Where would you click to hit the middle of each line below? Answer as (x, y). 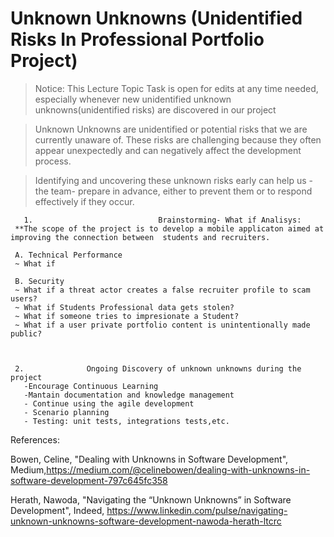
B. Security (39, 281)
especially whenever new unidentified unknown (133, 99)
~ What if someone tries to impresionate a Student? (127, 316)
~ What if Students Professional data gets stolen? (124, 307)
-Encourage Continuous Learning (91, 386)
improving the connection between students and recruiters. (140, 237)
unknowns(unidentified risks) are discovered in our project (155, 109)
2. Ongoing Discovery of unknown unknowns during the (158, 368)
